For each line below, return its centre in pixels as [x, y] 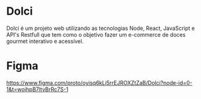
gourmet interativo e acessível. [45, 41]
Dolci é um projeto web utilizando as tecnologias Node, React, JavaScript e [100, 28]
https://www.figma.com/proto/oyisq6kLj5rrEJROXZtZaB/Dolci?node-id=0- [100, 82]
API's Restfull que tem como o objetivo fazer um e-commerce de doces [96, 34]
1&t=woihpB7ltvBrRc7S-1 [37, 89]
